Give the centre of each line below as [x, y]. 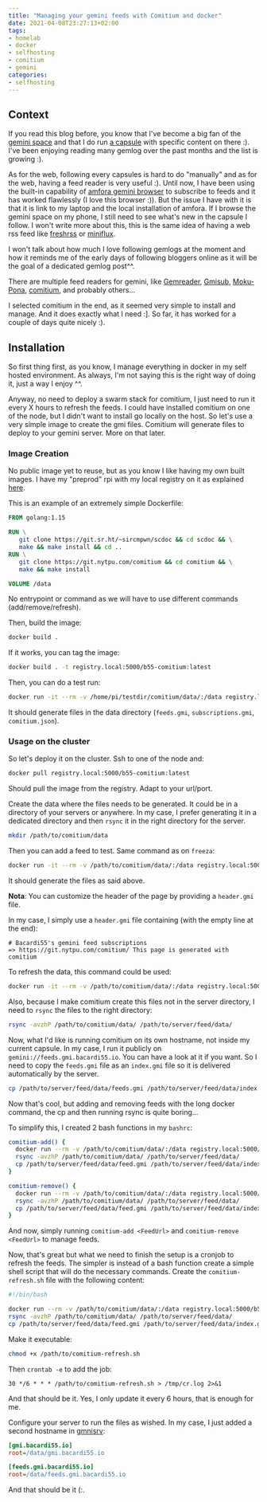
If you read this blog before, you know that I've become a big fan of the [125, 134]
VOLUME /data [30, 584]
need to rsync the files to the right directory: [80, 1010]
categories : [28, 75]
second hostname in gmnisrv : [57, 1430]
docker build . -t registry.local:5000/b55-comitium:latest [110, 667]
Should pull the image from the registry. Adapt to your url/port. [110, 789]
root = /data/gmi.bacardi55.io [56, 1453]
